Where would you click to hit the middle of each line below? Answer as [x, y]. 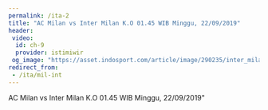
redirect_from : [33, 68]
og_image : [28, 61]
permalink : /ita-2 [39, 16]
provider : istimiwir [49, 53]
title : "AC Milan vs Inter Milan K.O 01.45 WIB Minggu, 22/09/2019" [124, 23]
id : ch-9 [30, 45]
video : [23, 38]
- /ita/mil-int [37, 75]
